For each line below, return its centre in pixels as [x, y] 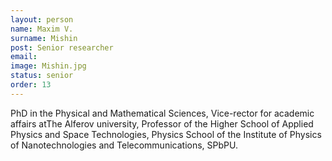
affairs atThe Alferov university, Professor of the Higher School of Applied [162, 123]
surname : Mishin [44, 38]
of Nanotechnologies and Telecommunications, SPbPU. [124, 145]
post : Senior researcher [62, 47]
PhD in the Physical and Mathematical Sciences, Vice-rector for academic [162, 113]
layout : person [42, 19]
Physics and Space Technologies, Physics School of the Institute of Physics [166, 134]
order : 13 [31, 85]
